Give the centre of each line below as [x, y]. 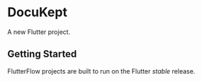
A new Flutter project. [39, 32]
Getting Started [42, 54]
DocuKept [37, 12]
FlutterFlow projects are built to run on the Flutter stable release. [101, 71]
